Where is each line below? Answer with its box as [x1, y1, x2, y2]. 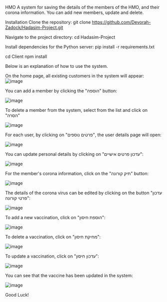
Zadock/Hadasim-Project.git [5, 24, 63, 30]
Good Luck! [5, 292, 29, 298]
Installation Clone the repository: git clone [5, 19, 91, 25]
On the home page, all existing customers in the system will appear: [5, 73, 145, 79]
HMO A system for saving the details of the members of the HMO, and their [5, 4, 160, 10]
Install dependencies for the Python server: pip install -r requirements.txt [5, 44, 155, 49]
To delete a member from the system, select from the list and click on [5, 107, 148, 113]
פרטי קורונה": [5, 195, 31, 201]
